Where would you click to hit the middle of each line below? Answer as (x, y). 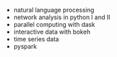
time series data (36, 39)
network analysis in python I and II (62, 17)
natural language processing (54, 10)
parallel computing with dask (54, 24)
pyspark (25, 46)
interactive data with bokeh (52, 32)
